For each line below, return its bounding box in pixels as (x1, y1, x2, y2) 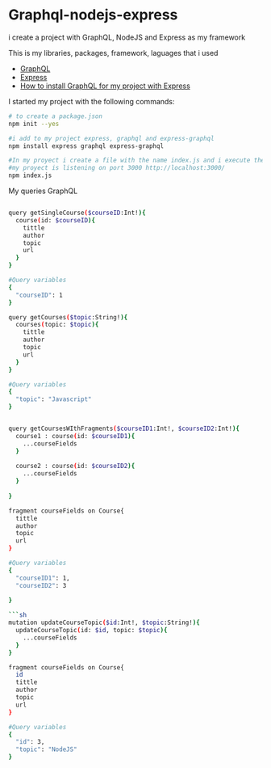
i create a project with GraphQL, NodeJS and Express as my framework (8, 32, 246, 42)
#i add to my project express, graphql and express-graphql (8, 134, 215, 142)
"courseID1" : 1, (15, 574, 70, 582)
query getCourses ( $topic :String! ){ (8, 313, 128, 321)
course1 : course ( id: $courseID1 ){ (15, 432, 135, 440)
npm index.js (8, 171, 52, 179)
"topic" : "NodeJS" (15, 745, 78, 753)
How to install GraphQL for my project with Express (19, 81, 191, 91)
